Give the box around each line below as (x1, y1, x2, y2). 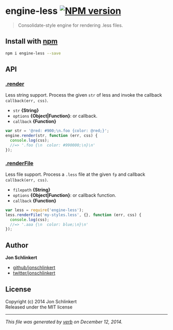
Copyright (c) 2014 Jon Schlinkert (5, 298, 77, 304)
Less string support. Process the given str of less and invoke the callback (5, 92, 162, 98)
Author (5, 241, 28, 249)
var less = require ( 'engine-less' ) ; (5, 207, 84, 213)
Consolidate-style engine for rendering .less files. (18, 22, 124, 28)
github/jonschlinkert (12, 265, 56, 271)
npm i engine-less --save (5, 50, 61, 56)
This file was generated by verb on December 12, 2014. (5, 319, 123, 325)
